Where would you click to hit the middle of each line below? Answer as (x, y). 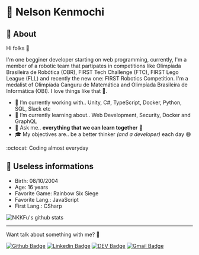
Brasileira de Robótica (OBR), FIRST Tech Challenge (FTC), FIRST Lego (92, 72)
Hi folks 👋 (18, 48)
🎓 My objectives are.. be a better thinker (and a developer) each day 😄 (103, 134)
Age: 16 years (31, 187)
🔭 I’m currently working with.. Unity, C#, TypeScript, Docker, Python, (98, 102)
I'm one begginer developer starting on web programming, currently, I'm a (97, 59)
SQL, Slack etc (33, 109)
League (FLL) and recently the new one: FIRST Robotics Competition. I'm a (97, 78)
